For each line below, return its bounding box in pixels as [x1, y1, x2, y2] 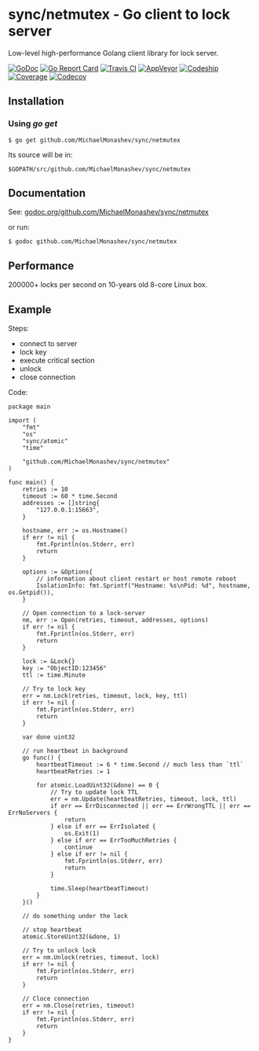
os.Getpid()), [8, 588, 55, 597]
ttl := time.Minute [22, 671, 86, 680]
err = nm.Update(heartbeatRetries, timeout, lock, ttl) [49, 795, 237, 803]
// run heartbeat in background [22, 747, 128, 755]
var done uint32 [22, 733, 76, 741]
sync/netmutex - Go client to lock [8, 6, 231, 24]
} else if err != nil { [49, 850, 128, 858]
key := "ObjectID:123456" [22, 665, 108, 673]
